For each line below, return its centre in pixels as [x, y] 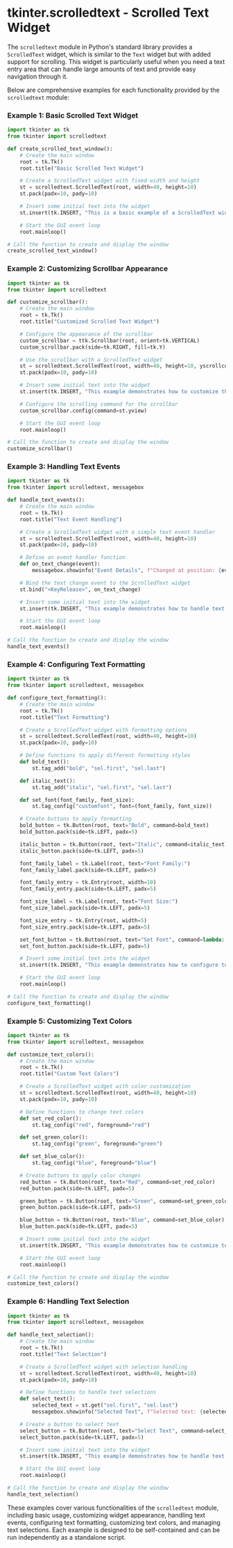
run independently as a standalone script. [67, 1537]
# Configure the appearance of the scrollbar [87, 334]
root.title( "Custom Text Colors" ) [69, 1074]
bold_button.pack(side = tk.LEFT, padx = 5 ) [79, 832]
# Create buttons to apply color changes [80, 1175]
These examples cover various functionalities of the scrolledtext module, [113, 1508]
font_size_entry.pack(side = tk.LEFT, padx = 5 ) [85, 927]
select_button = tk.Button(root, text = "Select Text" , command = [113, 1431]
